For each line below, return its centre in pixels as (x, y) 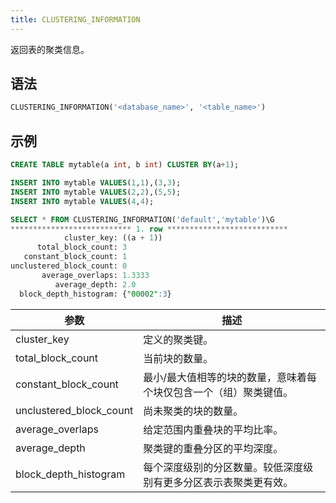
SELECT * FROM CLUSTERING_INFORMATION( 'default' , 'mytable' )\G (142, 219)
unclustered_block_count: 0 (69, 266)
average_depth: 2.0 (95, 284)
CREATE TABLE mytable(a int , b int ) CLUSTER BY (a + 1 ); (125, 165)
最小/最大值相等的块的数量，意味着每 (230, 377)
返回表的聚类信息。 (50, 49)
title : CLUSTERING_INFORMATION (75, 19)
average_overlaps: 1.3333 (95, 275)
